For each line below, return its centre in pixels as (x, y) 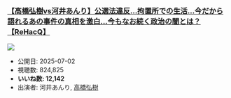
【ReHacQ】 (29, 31)
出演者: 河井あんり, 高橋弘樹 (58, 88)
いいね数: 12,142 (41, 79)
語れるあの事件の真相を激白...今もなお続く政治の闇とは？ (104, 21)
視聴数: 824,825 (41, 70)
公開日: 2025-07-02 (46, 61)
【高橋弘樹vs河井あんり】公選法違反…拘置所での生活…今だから (115, 10)
